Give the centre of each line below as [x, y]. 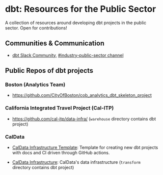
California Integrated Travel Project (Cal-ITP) [59, 108]
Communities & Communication [55, 44]
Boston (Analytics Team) [35, 85]
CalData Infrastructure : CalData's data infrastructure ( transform [76, 162]
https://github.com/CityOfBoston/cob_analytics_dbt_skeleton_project [82, 95]
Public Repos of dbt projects [49, 71]
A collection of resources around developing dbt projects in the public [76, 23]
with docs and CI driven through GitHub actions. [61, 153]
